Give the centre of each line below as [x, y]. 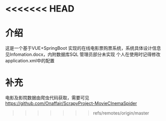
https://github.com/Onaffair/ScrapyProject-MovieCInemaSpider [71, 103]
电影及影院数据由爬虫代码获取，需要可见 [47, 98]
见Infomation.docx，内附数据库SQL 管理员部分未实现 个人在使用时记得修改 [83, 54]
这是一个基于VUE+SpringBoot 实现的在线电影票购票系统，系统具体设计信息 [83, 48]
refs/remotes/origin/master [121, 113]
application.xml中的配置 [30, 61]
